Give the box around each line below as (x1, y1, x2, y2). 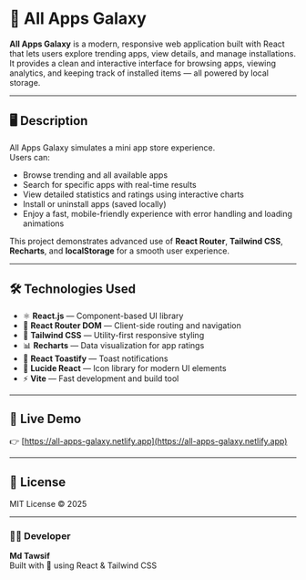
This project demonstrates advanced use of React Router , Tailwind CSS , (9, 235, 284, 246)
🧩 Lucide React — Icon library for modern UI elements (22, 362, 227, 373)
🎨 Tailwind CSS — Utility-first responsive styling (22, 329, 205, 340)
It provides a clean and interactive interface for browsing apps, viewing (9, 57, 276, 68)
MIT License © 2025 (9, 499, 87, 510)
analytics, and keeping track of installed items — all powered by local (9, 67, 269, 78)
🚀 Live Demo (9, 410, 82, 427)
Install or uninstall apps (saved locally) (22, 198, 167, 209)
